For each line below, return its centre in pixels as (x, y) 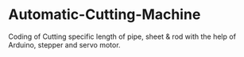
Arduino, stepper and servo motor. (64, 44)
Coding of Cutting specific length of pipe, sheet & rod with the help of (122, 36)
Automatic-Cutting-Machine (105, 15)
